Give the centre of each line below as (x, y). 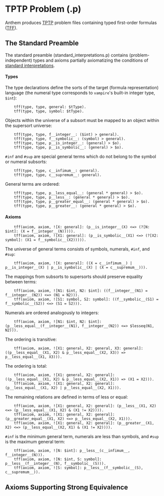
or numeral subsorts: (26, 161)
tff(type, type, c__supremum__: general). (58, 175)
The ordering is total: (26, 366)
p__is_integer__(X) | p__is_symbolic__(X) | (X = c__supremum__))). (76, 268)
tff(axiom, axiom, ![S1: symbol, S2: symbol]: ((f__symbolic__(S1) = (86, 299)
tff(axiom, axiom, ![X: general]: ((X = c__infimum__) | (73, 263)
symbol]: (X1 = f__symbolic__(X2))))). (46, 240)
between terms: (21, 282)
